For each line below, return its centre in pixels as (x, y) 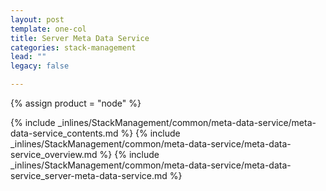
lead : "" (28, 57)
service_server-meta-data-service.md (89, 175)
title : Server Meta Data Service (80, 38)
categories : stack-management (73, 47)
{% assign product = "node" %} (76, 103)
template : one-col (48, 29)
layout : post (37, 19)
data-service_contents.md (64, 133)
